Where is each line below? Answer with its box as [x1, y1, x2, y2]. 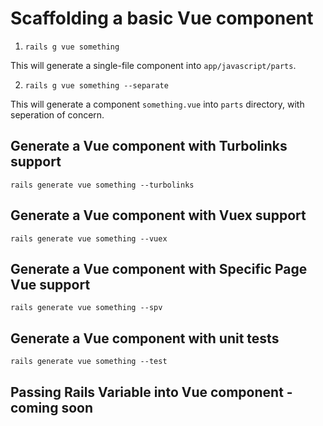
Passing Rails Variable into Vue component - [10, 383, 293, 401]
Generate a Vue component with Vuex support [10, 207, 307, 224]
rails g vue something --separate [24, 80, 169, 91]
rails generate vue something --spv [10, 303, 163, 313]
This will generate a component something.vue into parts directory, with [10, 98, 305, 110]
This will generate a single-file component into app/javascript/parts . [10, 59, 297, 71]
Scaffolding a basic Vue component [10, 7, 314, 30]
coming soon [10, 399, 93, 416]
